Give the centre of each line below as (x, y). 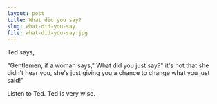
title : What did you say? (44, 20)
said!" (16, 81)
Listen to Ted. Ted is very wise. (51, 94)
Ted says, (21, 52)
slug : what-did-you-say (41, 26)
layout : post (26, 13)
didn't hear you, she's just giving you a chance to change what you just (108, 73)
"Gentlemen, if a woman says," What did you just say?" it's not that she (108, 65)
